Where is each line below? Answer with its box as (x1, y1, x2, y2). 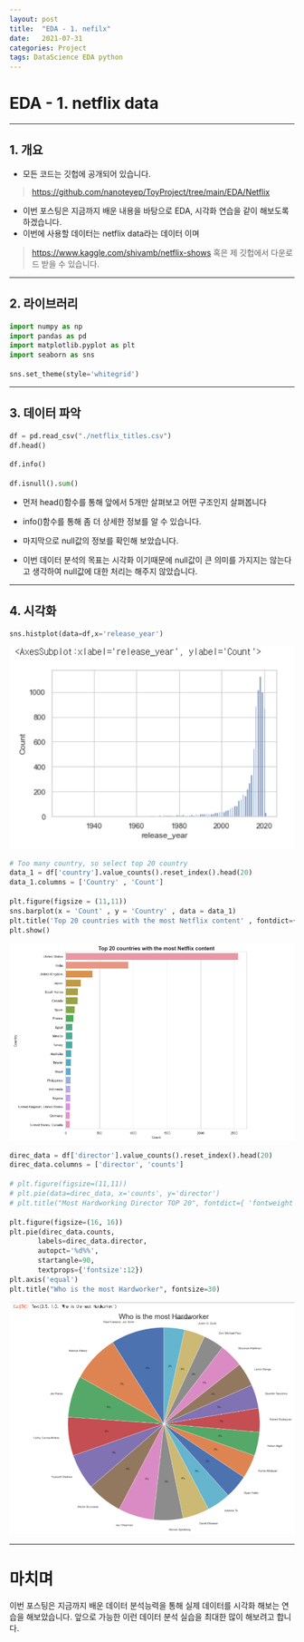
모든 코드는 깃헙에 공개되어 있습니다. (22, 168, 151, 179)
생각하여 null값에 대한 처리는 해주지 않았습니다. (32, 566, 198, 576)
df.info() (9, 460, 47, 469)
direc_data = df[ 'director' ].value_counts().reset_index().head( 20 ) (9, 1150, 273, 1160)
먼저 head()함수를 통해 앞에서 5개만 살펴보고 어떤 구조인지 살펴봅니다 (22, 497, 267, 507)
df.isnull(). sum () (9, 479, 79, 489)
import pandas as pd (9, 331, 88, 340)
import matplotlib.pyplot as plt (9, 341, 136, 350)
